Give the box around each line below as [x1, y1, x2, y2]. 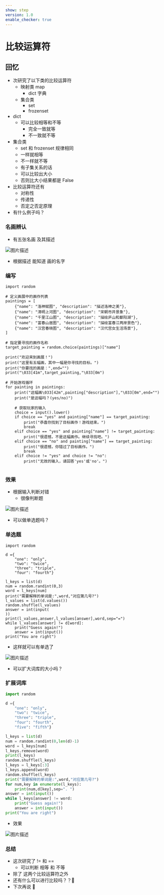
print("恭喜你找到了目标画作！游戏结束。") [24, 420, 106, 425]
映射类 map [20, 84, 45, 90]
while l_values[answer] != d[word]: [5, 620, 84, 626]
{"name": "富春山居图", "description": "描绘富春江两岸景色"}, [14, 320, 142, 325]
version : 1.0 [5, 12, 33, 17]
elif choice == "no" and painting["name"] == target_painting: [14, 439, 153, 444]
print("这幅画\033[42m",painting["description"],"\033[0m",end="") [14, 390, 160, 395]
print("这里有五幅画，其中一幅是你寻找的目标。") [5, 360, 99, 365]
